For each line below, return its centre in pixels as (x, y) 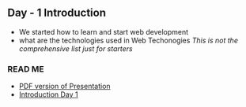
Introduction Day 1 (48, 94)
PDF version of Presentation (65, 87)
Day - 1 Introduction (57, 13)
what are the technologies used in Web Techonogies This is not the (129, 40)
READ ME (26, 68)
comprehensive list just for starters (76, 48)
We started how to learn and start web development (104, 31)
